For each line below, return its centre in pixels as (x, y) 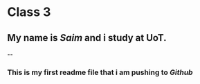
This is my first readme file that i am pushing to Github (100, 72)
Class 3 (29, 12)
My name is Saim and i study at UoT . (87, 38)
